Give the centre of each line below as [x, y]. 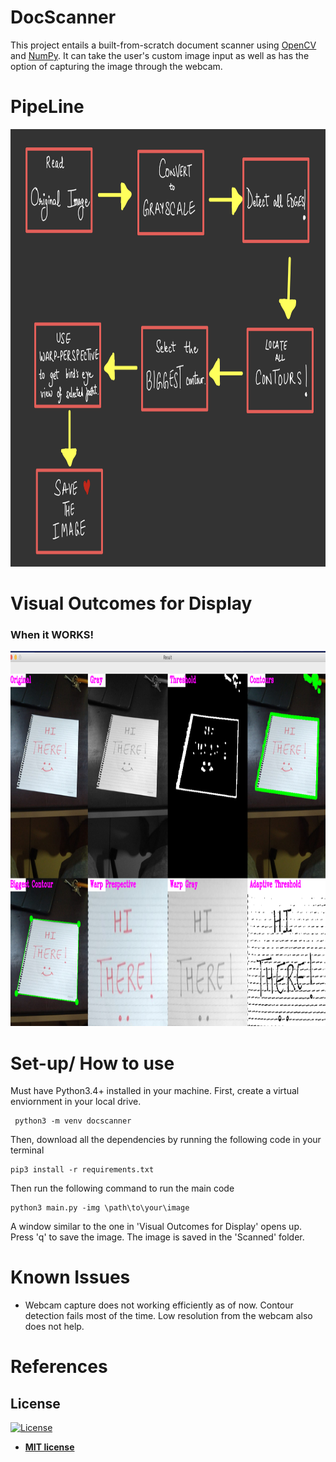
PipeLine [47, 107]
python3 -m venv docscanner [73, 1121]
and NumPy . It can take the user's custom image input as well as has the [160, 55]
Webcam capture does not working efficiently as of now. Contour [159, 1305]
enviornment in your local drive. [76, 1102]
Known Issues [70, 1277]
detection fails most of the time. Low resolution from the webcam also [168, 1316]
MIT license [49, 1447]
